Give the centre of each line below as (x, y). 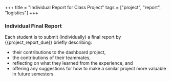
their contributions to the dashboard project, (59, 52)
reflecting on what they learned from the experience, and (72, 63)
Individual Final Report (33, 26)
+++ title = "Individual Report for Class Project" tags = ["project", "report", (83, 7)
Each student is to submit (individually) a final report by (63, 37)
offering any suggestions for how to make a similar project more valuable (89, 69)
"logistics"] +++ (22, 13)
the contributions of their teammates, (51, 58)
